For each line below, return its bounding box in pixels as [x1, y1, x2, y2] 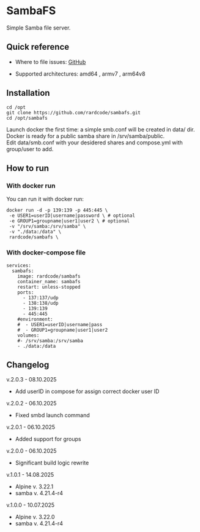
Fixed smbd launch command [15, 412, 90, 419]
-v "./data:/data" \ [9, 229, 62, 235]
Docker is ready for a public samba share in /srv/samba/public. [6, 132, 165, 139]
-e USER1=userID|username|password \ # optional [9, 213, 136, 219]
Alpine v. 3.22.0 [15, 514, 55, 521]
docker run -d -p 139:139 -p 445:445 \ [6, 207, 108, 214]
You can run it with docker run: [6, 195, 84, 203]
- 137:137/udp [22, 294, 59, 301]
